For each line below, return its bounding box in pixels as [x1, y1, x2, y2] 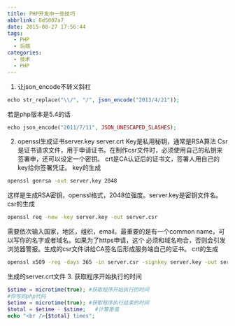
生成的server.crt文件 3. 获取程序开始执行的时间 [7, 272, 142, 281]
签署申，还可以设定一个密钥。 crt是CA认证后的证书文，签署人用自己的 [17, 155, 220, 163]
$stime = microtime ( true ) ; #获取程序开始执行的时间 [7, 286, 150, 293]
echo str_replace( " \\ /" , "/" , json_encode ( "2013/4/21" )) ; [7, 96, 180, 104]
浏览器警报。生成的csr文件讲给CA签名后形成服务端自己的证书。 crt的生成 [7, 245, 219, 253]
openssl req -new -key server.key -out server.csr [7, 214, 158, 221]
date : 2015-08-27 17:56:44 [7, 23, 86, 30]
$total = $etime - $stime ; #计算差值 [7, 306, 120, 313]
